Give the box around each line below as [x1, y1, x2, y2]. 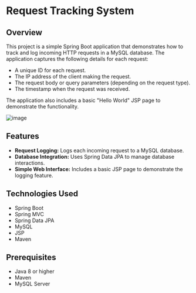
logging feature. [14, 172, 53, 179]
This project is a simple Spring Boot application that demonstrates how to [6, 43, 184, 50]
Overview [6, 28, 43, 38]
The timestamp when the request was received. [14, 86, 130, 92]
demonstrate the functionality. [6, 103, 79, 110]
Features [6, 131, 39, 141]
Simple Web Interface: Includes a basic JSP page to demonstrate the [14, 165, 183, 172]
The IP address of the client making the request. [14, 73, 131, 80]
